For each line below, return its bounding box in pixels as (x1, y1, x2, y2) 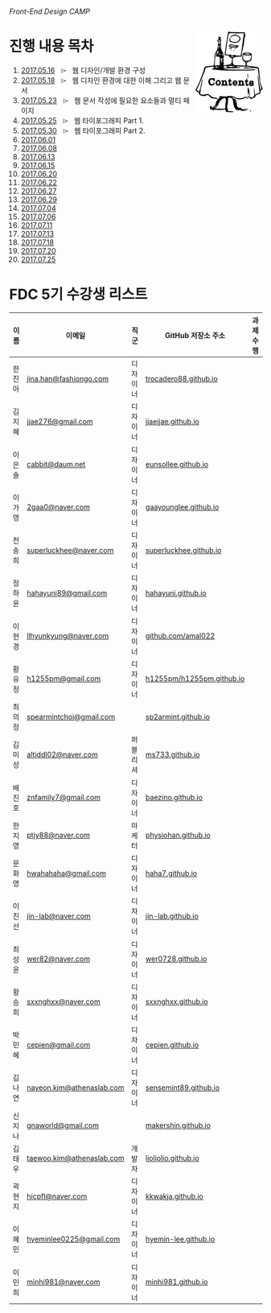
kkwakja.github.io (145, 1191, 203, 1201)
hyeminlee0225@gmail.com (27, 1234, 121, 1244)
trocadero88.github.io (145, 374, 218, 383)
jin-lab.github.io (145, 910, 199, 921)
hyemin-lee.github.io (145, 1234, 216, 1244)
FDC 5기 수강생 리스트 (9, 285, 148, 303)
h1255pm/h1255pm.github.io (145, 674, 245, 683)
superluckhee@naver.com (27, 545, 114, 555)
